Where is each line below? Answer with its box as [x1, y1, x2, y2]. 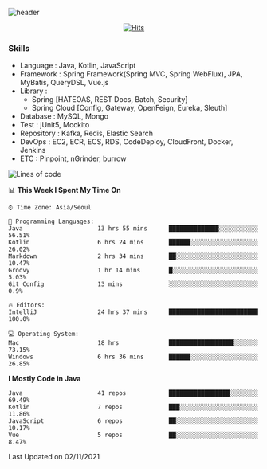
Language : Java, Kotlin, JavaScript [19, 61, 136, 71]
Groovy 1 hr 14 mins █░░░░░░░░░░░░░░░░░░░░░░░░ [8, 267, 259, 275]
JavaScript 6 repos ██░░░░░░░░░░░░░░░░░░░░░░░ [8, 417, 259, 425]
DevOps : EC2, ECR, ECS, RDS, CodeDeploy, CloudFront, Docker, [19, 137, 234, 147]
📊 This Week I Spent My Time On [8, 186, 121, 195]
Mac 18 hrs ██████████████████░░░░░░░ [8, 339, 259, 347]
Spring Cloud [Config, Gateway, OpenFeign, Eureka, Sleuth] [31, 104, 228, 113]
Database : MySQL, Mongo [19, 111, 109, 121]
